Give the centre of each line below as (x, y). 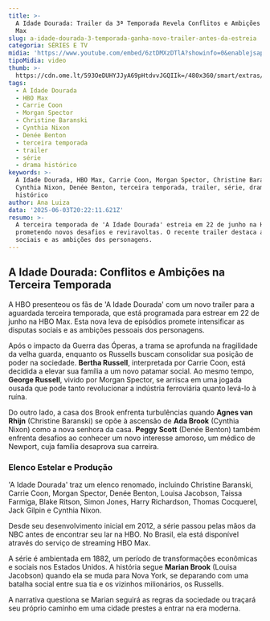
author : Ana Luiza (39, 202)
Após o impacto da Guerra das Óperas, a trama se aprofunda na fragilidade (133, 345)
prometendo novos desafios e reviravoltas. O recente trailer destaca (136, 233)
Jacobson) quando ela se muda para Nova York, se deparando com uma (129, 575)
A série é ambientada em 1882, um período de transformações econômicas (133, 558)
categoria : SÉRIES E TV (48, 46)
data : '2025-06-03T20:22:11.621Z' (66, 210)
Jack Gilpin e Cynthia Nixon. (55, 510)
